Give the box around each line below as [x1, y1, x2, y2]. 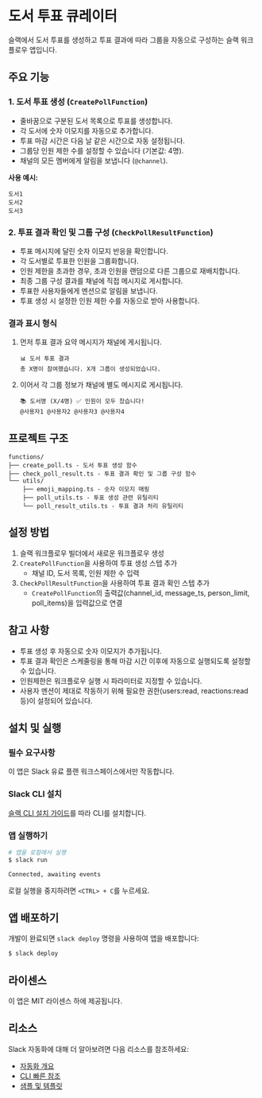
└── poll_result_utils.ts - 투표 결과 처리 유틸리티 [22, 502, 184, 510]
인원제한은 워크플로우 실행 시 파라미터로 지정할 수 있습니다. [19, 676, 202, 685]
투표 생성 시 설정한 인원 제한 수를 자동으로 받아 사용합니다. [19, 296, 200, 305]
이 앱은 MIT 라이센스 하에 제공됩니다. [8, 996, 123, 1006]
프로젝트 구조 [8, 431, 69, 445]
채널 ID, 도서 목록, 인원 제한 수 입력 [31, 568, 140, 577]
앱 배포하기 [8, 911, 60, 925]
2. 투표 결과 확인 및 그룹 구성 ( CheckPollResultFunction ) [8, 227, 214, 238]
